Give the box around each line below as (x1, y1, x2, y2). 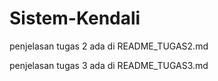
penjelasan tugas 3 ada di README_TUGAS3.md (9, 59, 209, 71)
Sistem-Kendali (9, 7, 141, 30)
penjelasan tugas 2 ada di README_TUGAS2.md (9, 40, 209, 52)
